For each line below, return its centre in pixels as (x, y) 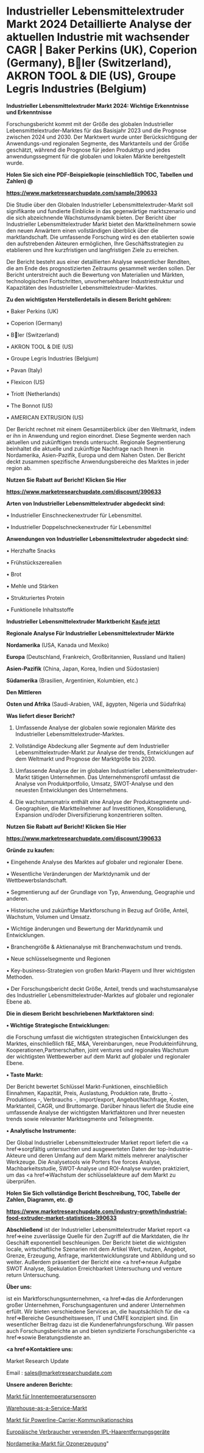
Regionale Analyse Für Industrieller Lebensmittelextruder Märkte (90, 633)
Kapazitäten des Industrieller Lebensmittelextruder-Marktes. (82, 287)
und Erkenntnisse (29, 112)
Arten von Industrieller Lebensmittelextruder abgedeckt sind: (86, 503)
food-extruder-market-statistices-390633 (62, 1218)
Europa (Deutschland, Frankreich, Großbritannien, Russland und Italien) (96, 656)
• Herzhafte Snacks (31, 551)
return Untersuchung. (33, 1275)
